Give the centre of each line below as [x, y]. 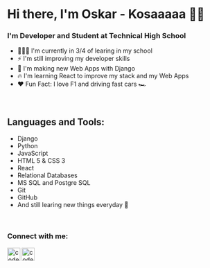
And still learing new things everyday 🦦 [73, 205]
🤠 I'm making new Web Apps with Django [76, 69]
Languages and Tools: [56, 122]
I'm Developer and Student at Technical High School [97, 36]
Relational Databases [47, 175]
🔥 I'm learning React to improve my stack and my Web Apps [103, 76]
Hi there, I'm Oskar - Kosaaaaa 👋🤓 [106, 14]
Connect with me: [38, 236]
